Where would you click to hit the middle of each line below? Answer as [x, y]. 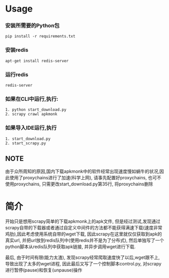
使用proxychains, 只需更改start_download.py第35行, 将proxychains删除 [79, 184]
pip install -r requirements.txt [40, 36]
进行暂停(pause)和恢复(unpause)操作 [44, 270]
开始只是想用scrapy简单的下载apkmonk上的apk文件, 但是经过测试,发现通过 [83, 221]
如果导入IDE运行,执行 [31, 128]
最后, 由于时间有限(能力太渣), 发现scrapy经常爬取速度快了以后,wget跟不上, [82, 257]
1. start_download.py [28, 139]
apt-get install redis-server [37, 61]
